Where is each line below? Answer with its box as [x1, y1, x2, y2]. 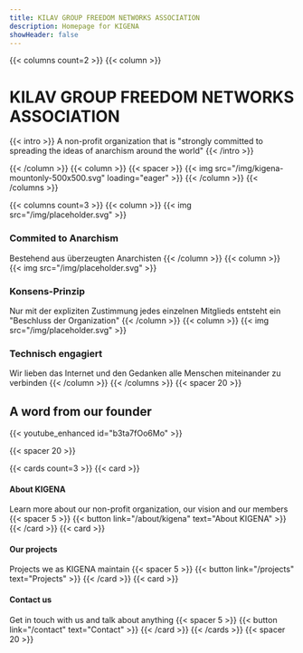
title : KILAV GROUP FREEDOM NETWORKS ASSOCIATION [9, 13, 201, 23]
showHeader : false [9, 30, 79, 39]
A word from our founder [9, 404, 152, 419]
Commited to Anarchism [9, 232, 119, 245]
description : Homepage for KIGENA [9, 22, 140, 31]
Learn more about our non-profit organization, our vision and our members [9, 504, 289, 514]
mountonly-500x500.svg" [9, 173, 106, 184]
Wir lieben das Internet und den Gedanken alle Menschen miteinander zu [9, 368, 282, 379]
